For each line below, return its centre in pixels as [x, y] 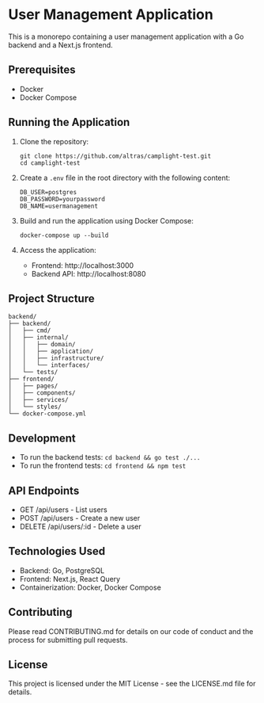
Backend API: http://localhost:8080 [89, 273]
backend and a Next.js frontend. [60, 44]
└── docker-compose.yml [47, 414]
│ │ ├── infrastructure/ [56, 358]
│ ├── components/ [42, 393]
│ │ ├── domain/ [42, 345]
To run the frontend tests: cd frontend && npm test [103, 466]
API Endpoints [44, 490]
